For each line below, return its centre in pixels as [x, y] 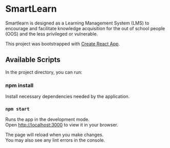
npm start [17, 109]
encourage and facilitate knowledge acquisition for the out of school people [85, 28]
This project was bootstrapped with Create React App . [63, 43]
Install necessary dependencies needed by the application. [68, 96]
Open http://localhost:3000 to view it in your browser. [62, 125]
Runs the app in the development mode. [47, 119]
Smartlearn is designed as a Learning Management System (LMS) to [77, 23]
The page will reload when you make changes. [55, 135]
